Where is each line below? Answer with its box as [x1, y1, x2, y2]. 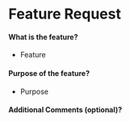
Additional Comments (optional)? [8, 105, 123, 115]
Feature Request [8, 5, 121, 23]
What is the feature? [8, 32, 78, 41]
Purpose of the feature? [8, 68, 90, 78]
